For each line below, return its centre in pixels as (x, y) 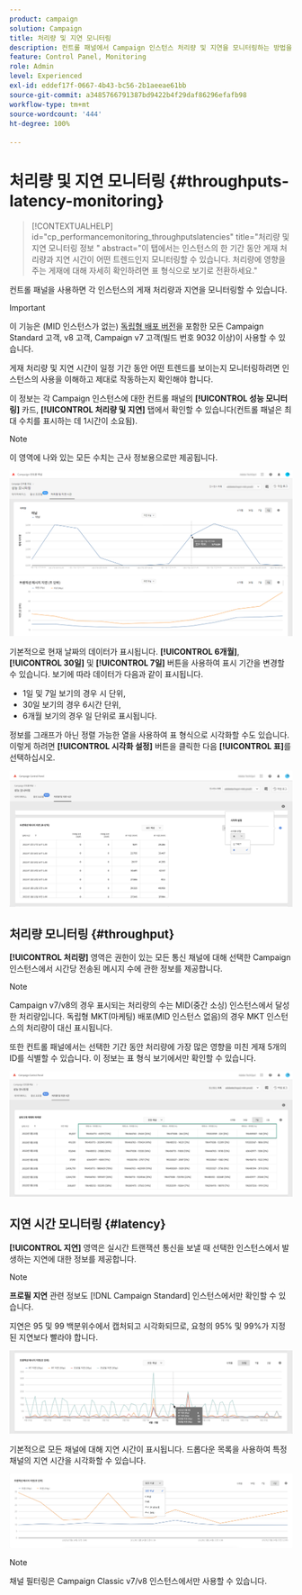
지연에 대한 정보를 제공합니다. (84, 1259)
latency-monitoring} (87, 201)
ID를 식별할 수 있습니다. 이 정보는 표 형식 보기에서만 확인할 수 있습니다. (133, 1058)
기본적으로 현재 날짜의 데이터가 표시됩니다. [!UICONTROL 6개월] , (124, 651)
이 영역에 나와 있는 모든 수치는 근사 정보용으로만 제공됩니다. (114, 458)
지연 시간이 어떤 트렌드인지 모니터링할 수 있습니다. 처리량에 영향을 (170, 259)
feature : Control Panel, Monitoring (78, 57)
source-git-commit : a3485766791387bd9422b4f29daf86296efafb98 (128, 95)
